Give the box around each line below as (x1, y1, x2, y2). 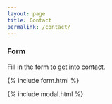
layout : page (7, 10, 46, 18)
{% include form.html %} (7, 76, 80, 84)
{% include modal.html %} (7, 89, 84, 98)
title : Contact (7, 17, 52, 24)
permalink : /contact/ (7, 23, 71, 30)
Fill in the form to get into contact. (7, 63, 106, 71)
